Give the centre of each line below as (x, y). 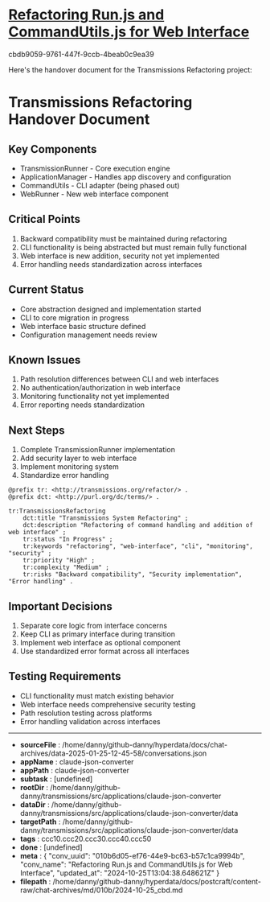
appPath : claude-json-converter (75, 770)
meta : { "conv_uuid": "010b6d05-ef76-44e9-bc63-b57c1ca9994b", (132, 855)
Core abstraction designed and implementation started (110, 309)
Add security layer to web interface (78, 458)
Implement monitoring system (69, 467)
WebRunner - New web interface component (94, 194)
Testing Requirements (65, 676)
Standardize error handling (64, 476)
